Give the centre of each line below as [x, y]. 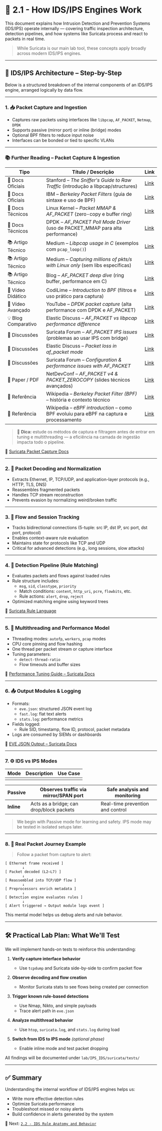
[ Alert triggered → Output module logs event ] [55, 906]
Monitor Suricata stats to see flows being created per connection [84, 987]
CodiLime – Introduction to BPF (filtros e [91, 290]
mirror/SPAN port [63, 796]
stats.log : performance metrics [51, 719]
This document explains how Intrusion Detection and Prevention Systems [78, 23]
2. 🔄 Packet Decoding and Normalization [53, 469]
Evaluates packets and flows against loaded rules [61, 576]
